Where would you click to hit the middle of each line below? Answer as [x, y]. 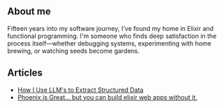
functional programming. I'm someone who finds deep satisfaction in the [112, 36]
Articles [25, 73]
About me [29, 12]
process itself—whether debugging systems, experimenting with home [110, 43]
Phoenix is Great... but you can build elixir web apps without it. [107, 97]
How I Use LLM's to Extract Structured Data [80, 90]
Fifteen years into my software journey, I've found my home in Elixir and [111, 28]
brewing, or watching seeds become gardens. [73, 50]
